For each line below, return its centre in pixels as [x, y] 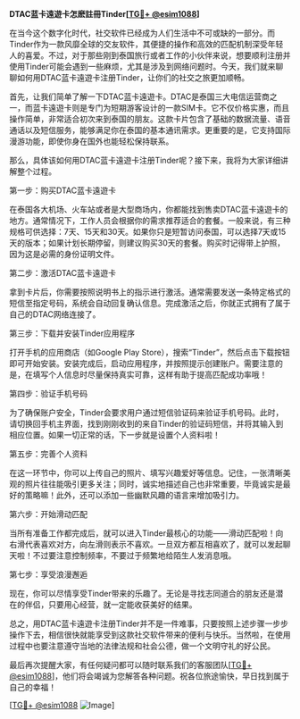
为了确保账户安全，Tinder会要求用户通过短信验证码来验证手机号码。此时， [146, 413]
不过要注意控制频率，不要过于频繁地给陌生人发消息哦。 [134, 556]
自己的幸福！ [33, 687]
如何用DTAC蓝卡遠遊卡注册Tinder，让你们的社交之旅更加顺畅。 [133, 78]
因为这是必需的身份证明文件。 [64, 254]
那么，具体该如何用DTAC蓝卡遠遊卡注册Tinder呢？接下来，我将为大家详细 [145, 160]
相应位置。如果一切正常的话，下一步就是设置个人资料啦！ [115, 435]
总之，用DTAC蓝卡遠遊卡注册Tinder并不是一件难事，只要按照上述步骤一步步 [149, 623]
